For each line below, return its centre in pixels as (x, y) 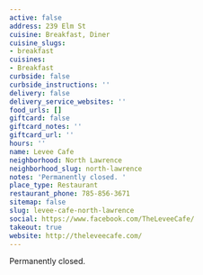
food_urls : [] (36, 110)
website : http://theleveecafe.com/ (76, 235)
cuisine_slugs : (38, 43)
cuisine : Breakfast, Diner (60, 34)
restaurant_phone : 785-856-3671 (70, 194)
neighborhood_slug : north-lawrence (76, 169)
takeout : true (36, 227)
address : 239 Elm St (48, 26)
